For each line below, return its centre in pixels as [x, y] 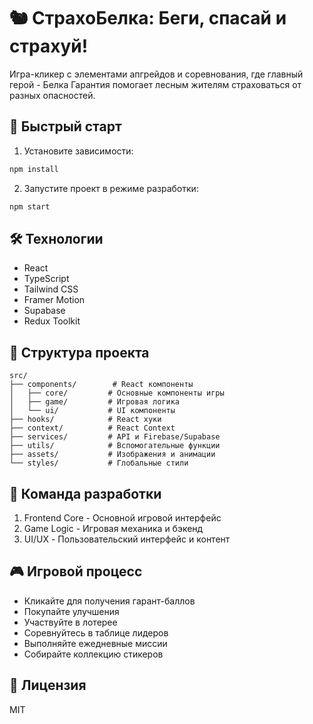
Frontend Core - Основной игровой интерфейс [122, 517]
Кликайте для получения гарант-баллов [109, 601]
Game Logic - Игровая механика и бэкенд [113, 528]
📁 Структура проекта [79, 352]
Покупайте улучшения [71, 611]
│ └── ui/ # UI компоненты [92, 411]
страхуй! [49, 46]
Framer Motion [54, 300]
